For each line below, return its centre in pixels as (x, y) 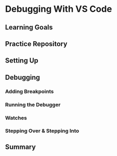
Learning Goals (29, 27)
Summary (20, 147)
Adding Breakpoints (30, 91)
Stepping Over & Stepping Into (42, 131)
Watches (16, 118)
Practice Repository (36, 44)
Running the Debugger (33, 104)
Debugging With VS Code (58, 9)
